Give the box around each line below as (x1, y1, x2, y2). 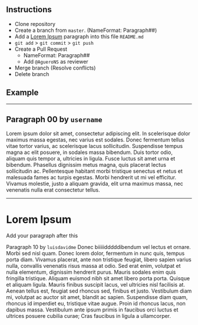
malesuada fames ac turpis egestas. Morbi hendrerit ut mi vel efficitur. (6, 174, 177, 181)
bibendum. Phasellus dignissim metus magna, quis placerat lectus (6, 162, 167, 169)
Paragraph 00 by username (6, 114, 103, 124)
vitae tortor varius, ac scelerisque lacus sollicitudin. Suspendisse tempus (6, 143, 183, 150)
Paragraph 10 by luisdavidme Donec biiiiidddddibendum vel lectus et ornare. (6, 244, 192, 251)
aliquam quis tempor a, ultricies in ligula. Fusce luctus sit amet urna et (6, 155, 176, 162)
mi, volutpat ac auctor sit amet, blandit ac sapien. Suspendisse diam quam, (6, 294, 188, 301)
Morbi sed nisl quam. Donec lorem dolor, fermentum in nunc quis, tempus (6, 250, 185, 257)
